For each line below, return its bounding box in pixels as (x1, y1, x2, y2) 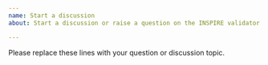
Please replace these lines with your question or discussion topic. (8, 48, 225, 57)
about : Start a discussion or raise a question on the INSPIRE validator (8, 19, 261, 27)
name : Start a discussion (8, 11, 95, 20)
